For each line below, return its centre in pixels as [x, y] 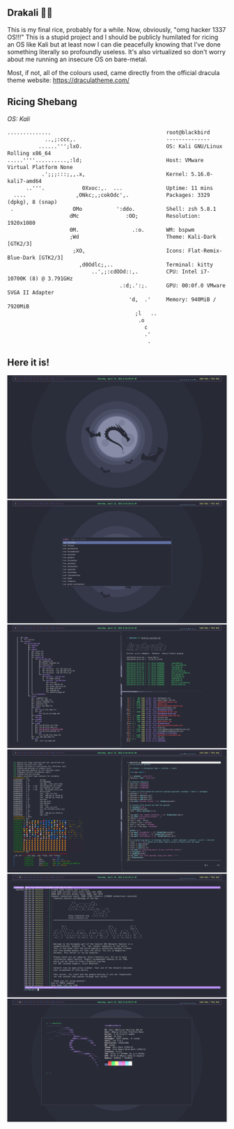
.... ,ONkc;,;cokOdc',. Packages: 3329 [112, 195]
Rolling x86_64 [29, 153]
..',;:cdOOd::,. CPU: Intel [145, 271]
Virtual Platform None [40, 167]
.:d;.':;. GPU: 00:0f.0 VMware [173, 285]
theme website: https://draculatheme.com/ [69, 80]
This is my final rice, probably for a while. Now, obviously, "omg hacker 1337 [117, 29]
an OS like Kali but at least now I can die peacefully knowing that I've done [114, 44]
